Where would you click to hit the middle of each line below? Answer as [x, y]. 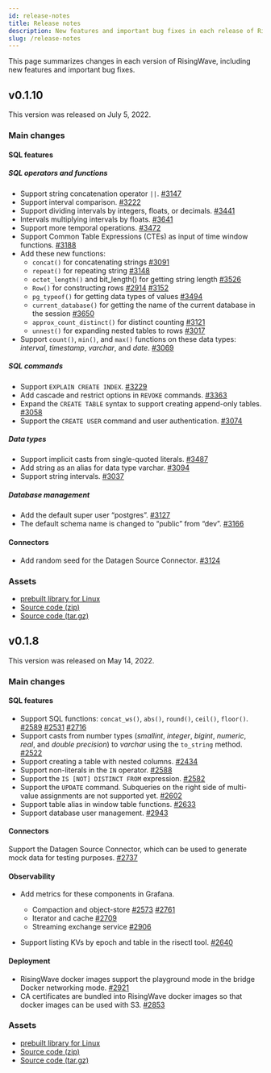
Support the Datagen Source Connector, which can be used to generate [128, 849]
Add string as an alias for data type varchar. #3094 [105, 468]
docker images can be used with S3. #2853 [92, 1004]
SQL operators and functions [58, 173]
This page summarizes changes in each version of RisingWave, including [130, 61]
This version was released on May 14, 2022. [81, 660]
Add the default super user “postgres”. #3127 [95, 515]
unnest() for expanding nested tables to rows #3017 [119, 331]
